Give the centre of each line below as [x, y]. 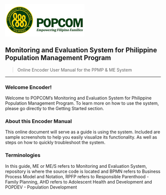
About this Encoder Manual [39, 121]
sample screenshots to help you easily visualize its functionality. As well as [81, 137]
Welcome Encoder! [28, 87]
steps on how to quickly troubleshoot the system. [55, 143]
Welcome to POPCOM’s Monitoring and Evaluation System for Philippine [78, 98]
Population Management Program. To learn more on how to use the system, [82, 103]
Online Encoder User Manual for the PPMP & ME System [75, 70]
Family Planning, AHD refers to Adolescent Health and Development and [79, 182]
